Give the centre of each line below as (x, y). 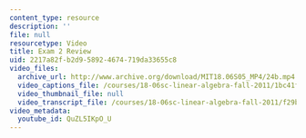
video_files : (34, 69)
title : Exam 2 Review (51, 52)
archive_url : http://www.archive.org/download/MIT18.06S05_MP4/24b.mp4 (157, 77)
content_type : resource (55, 18)
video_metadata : (40, 111)
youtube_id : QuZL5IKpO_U (65, 119)
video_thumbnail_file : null (71, 94)
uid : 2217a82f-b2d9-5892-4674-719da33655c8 (93, 60)
